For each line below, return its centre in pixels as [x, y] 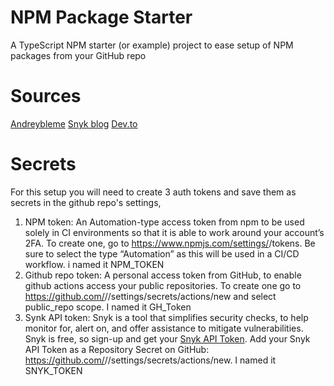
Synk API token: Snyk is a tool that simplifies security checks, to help [166, 317]
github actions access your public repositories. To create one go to [163, 285]
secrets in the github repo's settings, [86, 202]
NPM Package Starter [101, 17]
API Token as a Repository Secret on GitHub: [117, 349]
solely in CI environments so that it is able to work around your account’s [174, 232]
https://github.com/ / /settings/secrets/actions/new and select [150, 296]
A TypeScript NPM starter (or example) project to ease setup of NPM [152, 45]
